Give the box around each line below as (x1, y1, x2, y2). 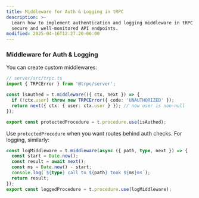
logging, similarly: (6, 136, 49, 143)
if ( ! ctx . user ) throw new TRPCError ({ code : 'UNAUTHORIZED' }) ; (11, 98, 175, 103)
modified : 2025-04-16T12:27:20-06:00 (6, 31, 100, 37)
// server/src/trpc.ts (6, 76, 63, 81)
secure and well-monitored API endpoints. (11, 25, 119, 32)
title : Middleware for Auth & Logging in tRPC (6, 8, 124, 15)
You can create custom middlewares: (6, 64, 97, 71)
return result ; (11, 175, 49, 181)
